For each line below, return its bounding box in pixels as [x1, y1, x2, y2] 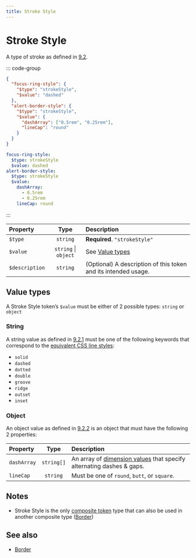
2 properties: [6, 431, 37, 438]
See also [6, 530, 38, 540]
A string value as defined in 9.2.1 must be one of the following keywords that [6, 336, 190, 343]
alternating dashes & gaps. [71, 462, 145, 470]
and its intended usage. [85, 267, 150, 275]
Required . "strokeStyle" [85, 235, 153, 243]
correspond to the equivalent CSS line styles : [6, 342, 115, 349]
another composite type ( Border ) [14, 513, 94, 520]
